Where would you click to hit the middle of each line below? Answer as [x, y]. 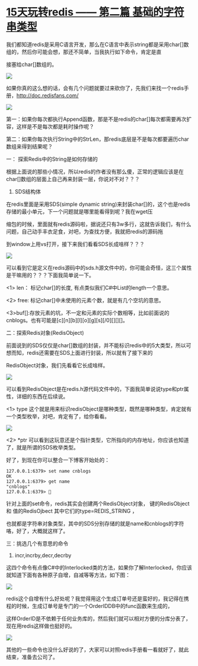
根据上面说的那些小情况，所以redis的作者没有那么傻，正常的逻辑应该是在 [95, 172]
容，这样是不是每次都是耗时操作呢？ [50, 126]
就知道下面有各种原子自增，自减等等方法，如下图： [68, 575]
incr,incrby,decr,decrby [43, 555]
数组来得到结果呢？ [30, 146]
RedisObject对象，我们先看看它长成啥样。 [57, 365]
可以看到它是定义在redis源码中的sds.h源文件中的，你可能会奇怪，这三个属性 [99, 267]
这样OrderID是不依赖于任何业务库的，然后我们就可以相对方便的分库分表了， [98, 618]
